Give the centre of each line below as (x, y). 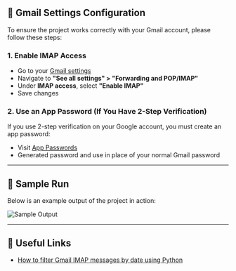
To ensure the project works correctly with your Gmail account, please (109, 29)
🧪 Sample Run (38, 184)
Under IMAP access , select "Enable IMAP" (80, 86)
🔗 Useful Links (39, 243)
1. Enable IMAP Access (47, 55)
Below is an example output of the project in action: (82, 201)
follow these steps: (34, 37)
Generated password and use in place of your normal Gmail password (118, 155)
